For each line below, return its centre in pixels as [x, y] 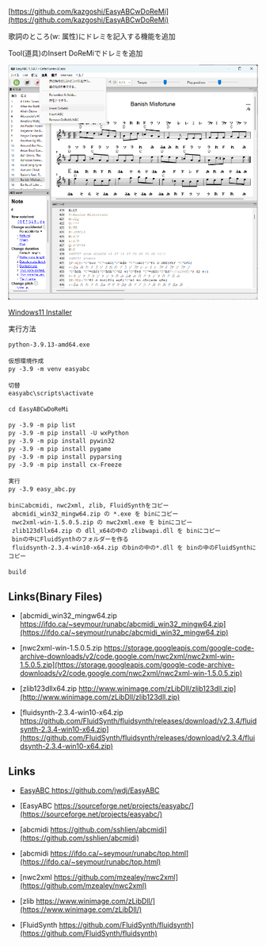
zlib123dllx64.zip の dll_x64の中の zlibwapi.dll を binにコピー [116, 531]
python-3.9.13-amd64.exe [49, 345]
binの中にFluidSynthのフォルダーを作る [70, 539]
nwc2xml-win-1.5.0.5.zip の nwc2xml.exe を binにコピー [102, 523]
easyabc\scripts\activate [51, 394]
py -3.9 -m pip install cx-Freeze [65, 465]
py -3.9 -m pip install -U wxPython [68, 433]
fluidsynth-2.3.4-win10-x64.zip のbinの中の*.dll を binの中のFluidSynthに [134, 548]
